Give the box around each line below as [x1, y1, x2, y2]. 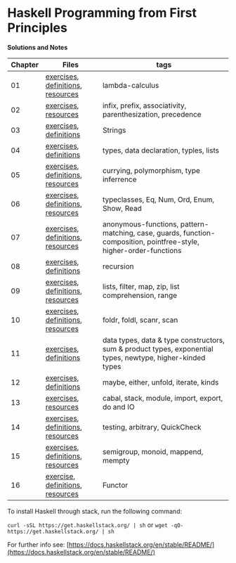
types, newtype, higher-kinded [102, 353, 206, 363]
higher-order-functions [102, 245, 182, 255]
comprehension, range [102, 290, 178, 300]
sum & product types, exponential [102, 344, 214, 354]
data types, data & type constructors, [102, 335, 225, 345]
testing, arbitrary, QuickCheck [102, 422, 202, 432]
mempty [102, 455, 130, 465]
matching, [102, 228, 136, 238]
